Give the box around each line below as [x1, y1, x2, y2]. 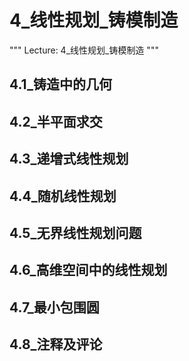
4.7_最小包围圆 [9, 299, 100, 316]
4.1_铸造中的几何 [9, 76, 113, 93]
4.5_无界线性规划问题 [9, 224, 142, 241]
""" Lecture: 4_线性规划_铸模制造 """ [9, 44, 159, 56]
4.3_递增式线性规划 [9, 151, 129, 168]
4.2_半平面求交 [9, 113, 103, 130]
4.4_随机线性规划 [9, 187, 117, 205]
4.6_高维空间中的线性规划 [9, 262, 168, 279]
